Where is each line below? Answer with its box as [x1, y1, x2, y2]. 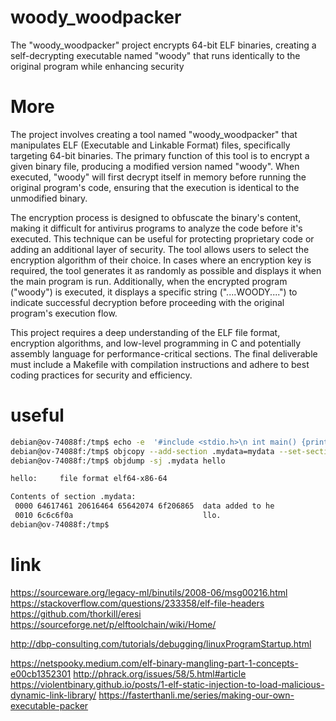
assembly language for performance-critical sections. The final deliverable [10, 347, 318, 360]
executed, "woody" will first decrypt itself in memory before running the [10, 171, 307, 183]
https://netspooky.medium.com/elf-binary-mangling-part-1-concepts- [10, 657, 299, 669]
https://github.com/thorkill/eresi [10, 607, 142, 620]
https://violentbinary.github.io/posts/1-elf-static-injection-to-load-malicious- [10, 678, 325, 690]
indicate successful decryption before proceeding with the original [10, 296, 285, 308]
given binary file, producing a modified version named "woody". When [10, 160, 300, 172]
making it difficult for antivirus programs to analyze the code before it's [10, 222, 303, 234]
